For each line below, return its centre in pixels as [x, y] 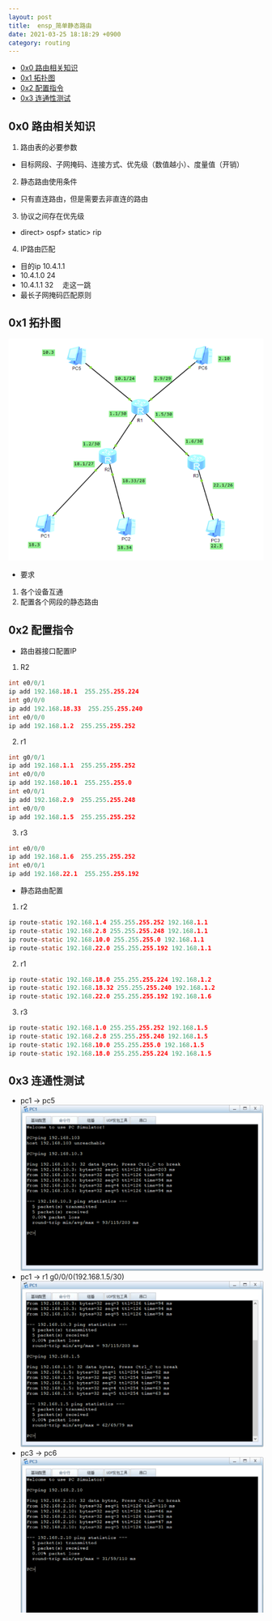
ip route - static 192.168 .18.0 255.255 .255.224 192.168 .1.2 [110, 979]
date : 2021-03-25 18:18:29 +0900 [65, 34]
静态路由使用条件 [49, 181]
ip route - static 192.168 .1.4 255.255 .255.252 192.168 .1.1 [108, 923]
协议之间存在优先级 [52, 216]
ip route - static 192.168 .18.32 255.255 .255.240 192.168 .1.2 [112, 988]
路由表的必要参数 [49, 147]
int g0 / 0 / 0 [27, 701]
